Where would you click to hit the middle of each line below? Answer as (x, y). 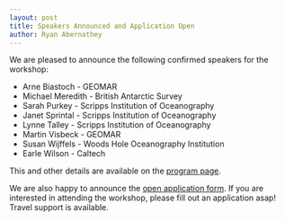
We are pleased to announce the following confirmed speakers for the (139, 60)
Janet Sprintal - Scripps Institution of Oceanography (119, 115)
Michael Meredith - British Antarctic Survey (102, 96)
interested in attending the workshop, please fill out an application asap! (143, 198)
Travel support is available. (59, 208)
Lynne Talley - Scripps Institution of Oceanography (116, 125)
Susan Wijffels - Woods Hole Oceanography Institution (123, 144)
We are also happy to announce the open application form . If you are (136, 189)
